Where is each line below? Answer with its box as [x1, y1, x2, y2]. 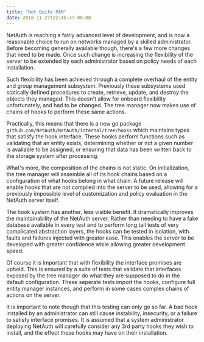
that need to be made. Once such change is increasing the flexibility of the [6, 51, 194, 58]
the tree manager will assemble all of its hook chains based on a [6, 170, 167, 177]
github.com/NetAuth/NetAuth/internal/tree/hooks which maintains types [6, 126, 190, 134]
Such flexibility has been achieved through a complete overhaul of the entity [6, 76, 198, 83]
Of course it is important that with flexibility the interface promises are [6, 258, 182, 266]
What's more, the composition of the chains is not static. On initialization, [6, 164, 189, 171]
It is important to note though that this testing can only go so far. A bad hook [6, 303, 198, 310]
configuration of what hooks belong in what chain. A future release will [6, 177, 184, 184]
